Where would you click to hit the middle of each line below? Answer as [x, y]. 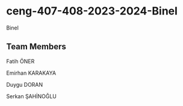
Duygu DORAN [25, 84]
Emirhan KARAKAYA [31, 73]
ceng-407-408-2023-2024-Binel [92, 11]
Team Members [36, 47]
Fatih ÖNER [20, 61]
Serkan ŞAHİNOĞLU [32, 96]
